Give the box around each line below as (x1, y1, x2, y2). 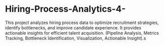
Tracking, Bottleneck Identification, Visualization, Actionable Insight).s (5, 35, 146, 41)
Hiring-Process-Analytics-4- (5, 3, 126, 15)
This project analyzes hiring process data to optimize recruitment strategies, (5, 20, 159, 25)
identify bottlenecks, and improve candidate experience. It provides (5, 24, 141, 30)
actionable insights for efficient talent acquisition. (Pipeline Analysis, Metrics (5, 30, 159, 36)
